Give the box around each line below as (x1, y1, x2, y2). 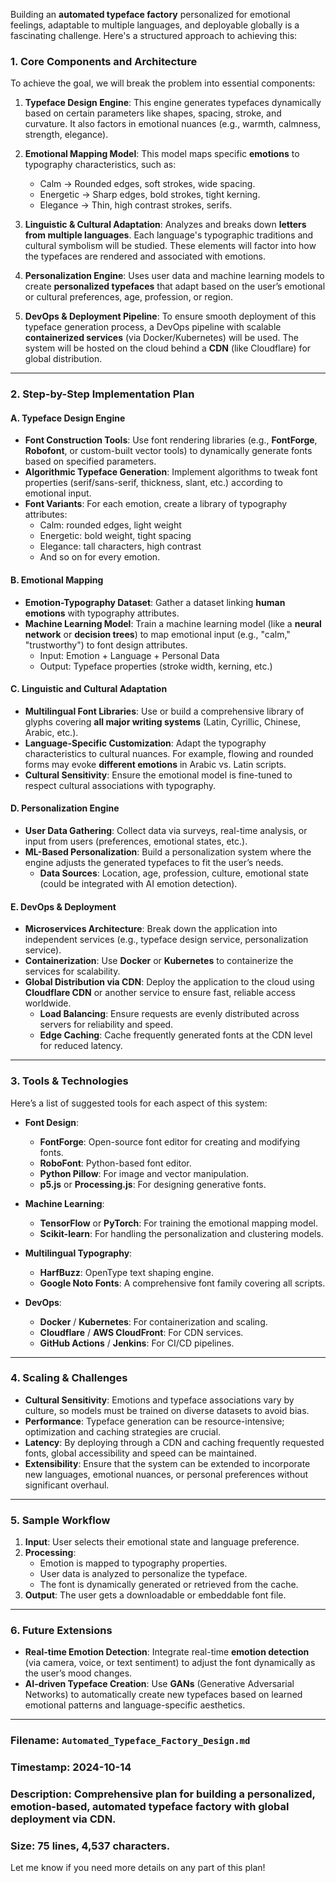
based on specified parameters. (24, 455, 157, 468)
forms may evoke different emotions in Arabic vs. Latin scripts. (24, 758, 287, 770)
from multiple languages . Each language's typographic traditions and (24, 229, 314, 241)
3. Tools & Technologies (10, 1074, 129, 1088)
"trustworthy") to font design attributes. (24, 639, 188, 651)
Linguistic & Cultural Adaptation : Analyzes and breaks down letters (24, 219, 307, 231)
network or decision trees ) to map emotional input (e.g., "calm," (24, 628, 291, 640)
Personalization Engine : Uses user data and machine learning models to (24, 270, 325, 282)
